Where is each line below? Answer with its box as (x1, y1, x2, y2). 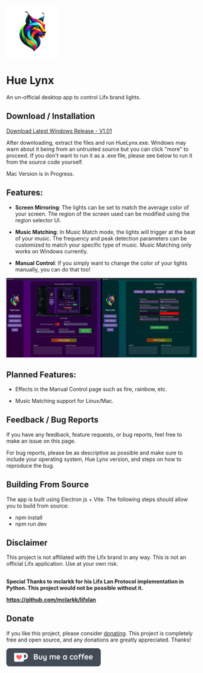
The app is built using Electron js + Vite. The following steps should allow (6, 496, 188, 503)
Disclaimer (6, 538, 48, 548)
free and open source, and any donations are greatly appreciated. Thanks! (6, 636, 192, 643)
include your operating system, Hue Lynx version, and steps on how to (6, 456, 182, 463)
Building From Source (6, 480, 89, 490)
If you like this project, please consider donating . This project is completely (6, 629, 193, 637)
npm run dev (14, 520, 47, 528)
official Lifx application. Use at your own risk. (6, 560, 119, 568)
